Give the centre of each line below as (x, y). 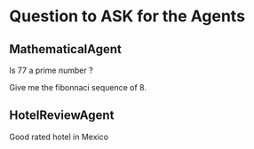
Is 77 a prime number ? (51, 70)
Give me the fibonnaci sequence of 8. (78, 87)
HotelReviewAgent (62, 116)
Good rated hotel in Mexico (59, 137)
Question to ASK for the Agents (127, 16)
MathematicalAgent (66, 49)
